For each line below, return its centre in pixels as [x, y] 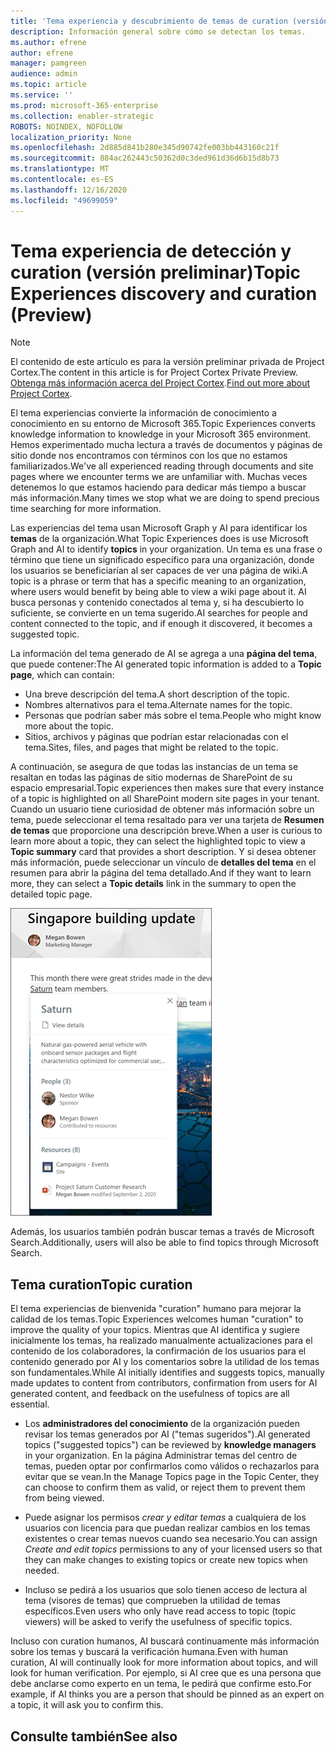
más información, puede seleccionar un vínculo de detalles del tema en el [163, 862]
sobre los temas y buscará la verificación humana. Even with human [149, 1652]
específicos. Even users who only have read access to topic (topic [160, 1611]
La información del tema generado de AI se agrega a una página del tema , [164, 654]
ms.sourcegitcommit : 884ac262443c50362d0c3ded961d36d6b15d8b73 [145, 158]
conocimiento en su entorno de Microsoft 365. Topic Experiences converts [163, 424]
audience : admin [44, 74]
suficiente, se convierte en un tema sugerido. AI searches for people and [159, 613]
